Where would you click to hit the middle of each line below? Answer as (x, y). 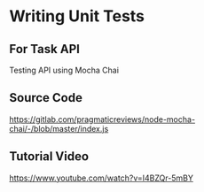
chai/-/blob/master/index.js (59, 128)
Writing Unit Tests (77, 16)
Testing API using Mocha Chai (64, 70)
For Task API (44, 49)
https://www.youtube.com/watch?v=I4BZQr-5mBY (101, 178)
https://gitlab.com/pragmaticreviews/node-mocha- (102, 119)
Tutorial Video (49, 157)
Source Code (46, 98)
